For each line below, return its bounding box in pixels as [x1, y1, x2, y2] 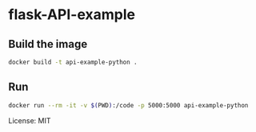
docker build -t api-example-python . [8, 58, 138, 66]
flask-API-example [8, 6, 136, 24]
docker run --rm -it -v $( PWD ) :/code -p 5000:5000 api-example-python [8, 101, 249, 109]
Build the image [8, 37, 88, 51]
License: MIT [8, 115, 51, 125]
